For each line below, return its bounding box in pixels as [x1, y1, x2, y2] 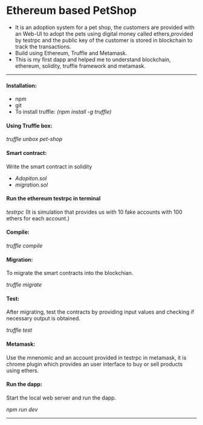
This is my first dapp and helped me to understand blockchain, [14, 56, 171, 63]
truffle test [6, 326, 32, 334]
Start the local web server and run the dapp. [6, 394, 117, 401]
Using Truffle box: [6, 122, 53, 129]
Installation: [6, 82, 37, 89]
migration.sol [14, 181, 48, 188]
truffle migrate [6, 281, 42, 288]
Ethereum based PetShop [6, 4, 137, 18]
